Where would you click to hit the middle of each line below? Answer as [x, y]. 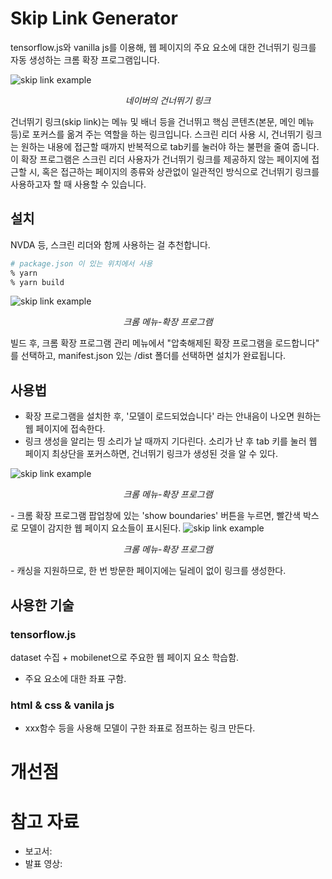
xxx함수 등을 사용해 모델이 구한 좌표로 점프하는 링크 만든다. [140, 728]
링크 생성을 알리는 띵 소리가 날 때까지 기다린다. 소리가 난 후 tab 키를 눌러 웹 [171, 441]
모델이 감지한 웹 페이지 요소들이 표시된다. [101, 528]
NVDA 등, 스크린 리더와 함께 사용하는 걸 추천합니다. [110, 244]
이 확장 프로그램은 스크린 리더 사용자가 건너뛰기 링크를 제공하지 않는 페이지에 [160, 159]
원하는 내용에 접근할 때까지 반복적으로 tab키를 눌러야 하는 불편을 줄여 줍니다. [170, 146]
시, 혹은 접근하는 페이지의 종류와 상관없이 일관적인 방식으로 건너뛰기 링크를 [174, 171]
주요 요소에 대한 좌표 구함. [75, 678]
